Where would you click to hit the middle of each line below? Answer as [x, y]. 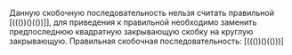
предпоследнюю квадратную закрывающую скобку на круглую [131, 31]
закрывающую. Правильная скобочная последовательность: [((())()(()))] [147, 41]
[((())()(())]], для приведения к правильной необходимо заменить [133, 22]
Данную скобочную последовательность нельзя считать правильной [142, 13]
